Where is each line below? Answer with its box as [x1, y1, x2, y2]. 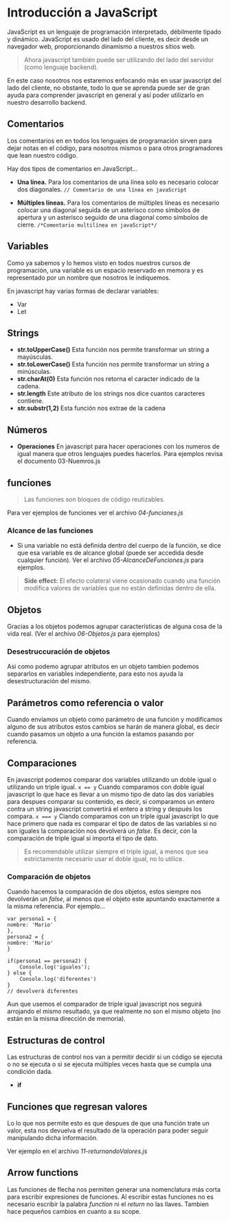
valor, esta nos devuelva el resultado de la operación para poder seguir [7, 1126, 209, 1135]
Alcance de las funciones [7, 526, 94, 535]
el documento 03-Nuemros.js [16, 457, 101, 466]
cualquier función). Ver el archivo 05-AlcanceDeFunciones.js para [16, 556, 204, 564]
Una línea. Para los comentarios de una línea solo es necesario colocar [16, 178, 219, 186]
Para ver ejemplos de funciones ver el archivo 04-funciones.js [7, 508, 183, 517]
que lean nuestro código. [7, 151, 78, 159]
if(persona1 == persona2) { [7, 957, 88, 965]
